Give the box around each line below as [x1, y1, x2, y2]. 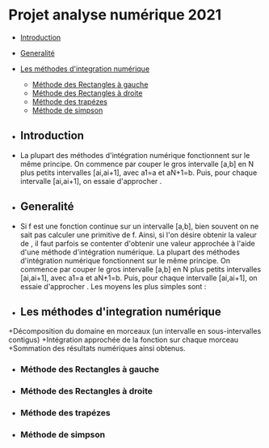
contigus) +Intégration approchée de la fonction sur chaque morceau [8, 335, 239, 345]
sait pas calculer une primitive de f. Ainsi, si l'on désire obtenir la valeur [19, 229, 257, 240]
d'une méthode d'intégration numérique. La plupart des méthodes [19, 247, 241, 257]
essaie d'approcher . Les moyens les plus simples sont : [19, 281, 207, 291]
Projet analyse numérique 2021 [8, 6, 222, 24]
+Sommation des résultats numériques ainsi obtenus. [8, 343, 186, 353]
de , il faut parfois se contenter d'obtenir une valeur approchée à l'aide [19, 238, 256, 248]
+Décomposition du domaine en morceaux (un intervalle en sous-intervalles [8, 326, 262, 336]
